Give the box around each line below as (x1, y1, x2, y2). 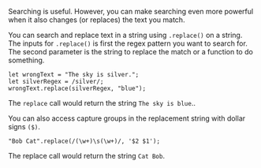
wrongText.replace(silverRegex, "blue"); (8, 84, 147, 92)
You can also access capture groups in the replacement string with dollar (8, 114, 246, 123)
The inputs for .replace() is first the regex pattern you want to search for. (8, 39, 248, 48)
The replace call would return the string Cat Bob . (8, 151, 166, 160)
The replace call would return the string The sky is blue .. (8, 99, 196, 107)
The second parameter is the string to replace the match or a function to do (8, 47, 254, 56)
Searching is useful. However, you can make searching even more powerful (8, 7, 254, 16)
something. (8, 55, 45, 65)
